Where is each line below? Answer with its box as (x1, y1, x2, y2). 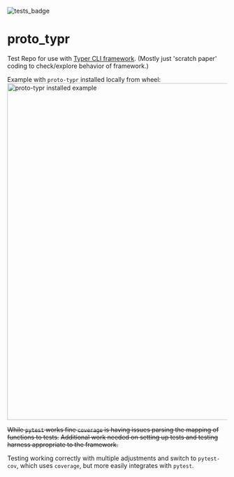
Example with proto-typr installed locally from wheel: (7, 75, 161, 83)
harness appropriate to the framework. (7, 440, 119, 448)
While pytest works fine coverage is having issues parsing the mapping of (7, 425, 219, 434)
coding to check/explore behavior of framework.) (7, 62, 149, 70)
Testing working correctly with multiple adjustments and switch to (7, 454, 197, 462)
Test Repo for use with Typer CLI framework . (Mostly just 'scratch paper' (7, 54, 217, 62)
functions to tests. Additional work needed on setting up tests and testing (7, 433, 219, 441)
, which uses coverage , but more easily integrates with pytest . (16, 461, 194, 469)
